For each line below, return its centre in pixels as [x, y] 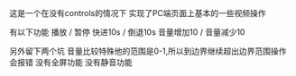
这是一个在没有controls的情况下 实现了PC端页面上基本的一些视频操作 [138, 13]
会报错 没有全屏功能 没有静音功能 [71, 62]
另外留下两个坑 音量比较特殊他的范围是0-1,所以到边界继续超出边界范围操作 [148, 51]
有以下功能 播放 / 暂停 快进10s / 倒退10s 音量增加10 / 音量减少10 [127, 32]
